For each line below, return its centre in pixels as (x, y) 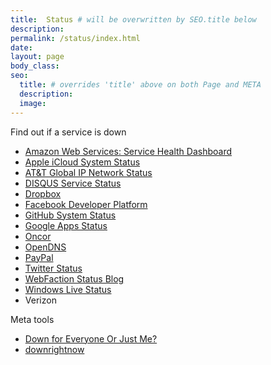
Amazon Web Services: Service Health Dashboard (128, 151)
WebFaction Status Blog (74, 278)
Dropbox (43, 193)
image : (33, 103)
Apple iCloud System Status (82, 162)
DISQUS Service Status (73, 183)
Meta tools (32, 319)
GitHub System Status (70, 215)
